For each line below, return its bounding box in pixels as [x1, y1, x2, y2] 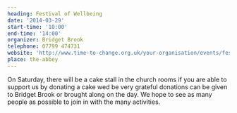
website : [7, 50, 33, 57]
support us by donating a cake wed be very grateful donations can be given [7, 82, 228, 91]
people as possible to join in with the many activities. [7, 98, 161, 106]
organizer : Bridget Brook [7, 36, 83, 44]
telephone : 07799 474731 [7, 43, 80, 50]
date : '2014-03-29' [7, 17, 65, 24]
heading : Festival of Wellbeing [7, 10, 102, 18]
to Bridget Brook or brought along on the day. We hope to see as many [7, 90, 213, 98]
